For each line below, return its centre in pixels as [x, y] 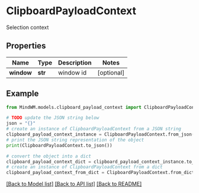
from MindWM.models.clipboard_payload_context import [74, 107]
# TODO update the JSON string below [53, 118]
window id [73, 72]
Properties [26, 46]
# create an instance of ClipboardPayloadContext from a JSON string [94, 129]
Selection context [28, 27]
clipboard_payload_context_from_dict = [55, 173]
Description [75, 62]
